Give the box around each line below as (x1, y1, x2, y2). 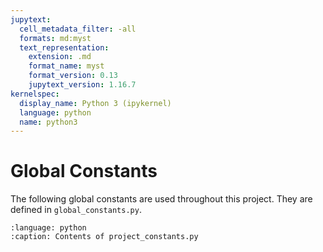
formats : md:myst (19, 33, 92, 43)
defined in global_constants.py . (10, 204, 142, 216)
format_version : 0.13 (28, 71, 118, 81)
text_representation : (19, 42, 110, 53)
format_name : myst (28, 61, 105, 71)
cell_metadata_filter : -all (19, 24, 137, 34)
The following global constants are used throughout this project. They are (10, 193, 313, 205)
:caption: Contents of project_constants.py (10, 232, 199, 242)
